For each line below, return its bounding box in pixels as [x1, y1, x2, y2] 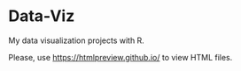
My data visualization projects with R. [8, 35, 145, 46]
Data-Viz [8, 6, 75, 26]
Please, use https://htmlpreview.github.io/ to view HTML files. [8, 52, 233, 62]
